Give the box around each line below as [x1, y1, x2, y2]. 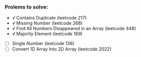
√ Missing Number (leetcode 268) [12, 20, 83, 26]
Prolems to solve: [5, 3, 49, 10]
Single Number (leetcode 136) [12, 40, 74, 46]
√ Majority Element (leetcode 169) [12, 31, 83, 37]
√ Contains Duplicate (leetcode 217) [12, 15, 87, 21]
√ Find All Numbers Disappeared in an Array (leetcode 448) [12, 25, 136, 31]
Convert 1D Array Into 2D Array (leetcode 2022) [12, 46, 112, 52]
